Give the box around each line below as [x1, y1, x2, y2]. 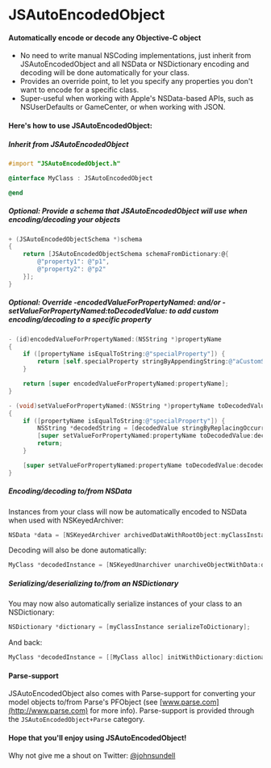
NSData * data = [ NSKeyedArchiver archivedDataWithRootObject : [8, 531, 222, 539]
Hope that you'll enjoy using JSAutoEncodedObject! [8, 732, 187, 742]
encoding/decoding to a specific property [8, 315, 152, 325]
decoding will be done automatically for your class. [19, 68, 190, 78]
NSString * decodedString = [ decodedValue [37, 424, 179, 433]
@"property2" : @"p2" [37, 265, 106, 274]
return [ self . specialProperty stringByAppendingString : [37, 358, 229, 366]
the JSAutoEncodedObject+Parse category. [8, 715, 145, 724]
